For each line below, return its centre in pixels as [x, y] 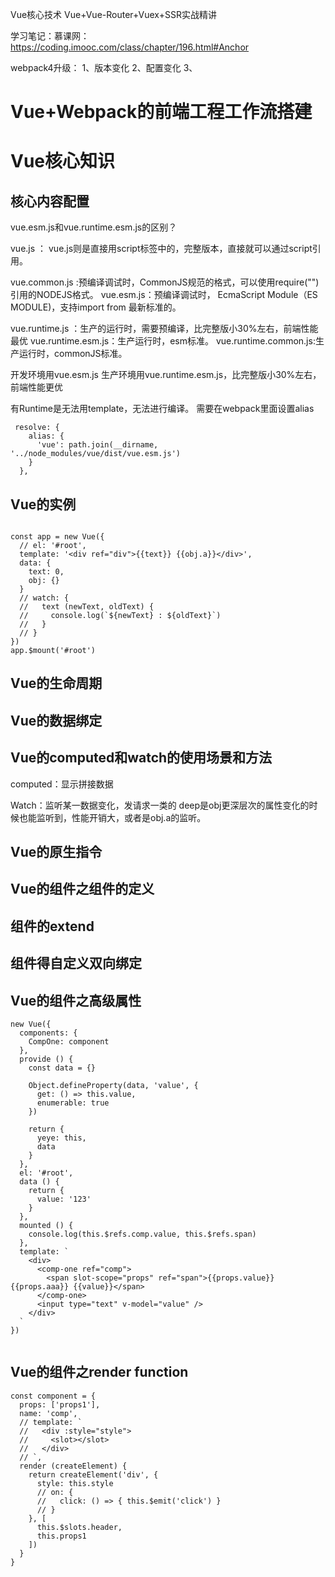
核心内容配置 [50, 201]
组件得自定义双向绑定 [76, 963]
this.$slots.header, [79, 1527]
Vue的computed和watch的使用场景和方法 [141, 758]
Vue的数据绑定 [56, 720]
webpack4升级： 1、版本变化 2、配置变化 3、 [104, 67]
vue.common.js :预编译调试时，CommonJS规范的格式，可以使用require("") [165, 282]
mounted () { [46, 1225]
